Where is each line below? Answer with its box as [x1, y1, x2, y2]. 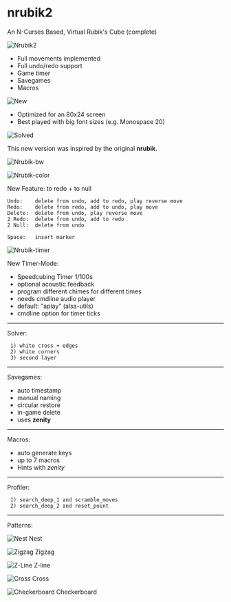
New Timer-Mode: [7, 259, 59, 267]
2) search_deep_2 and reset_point [10, 502, 109, 509]
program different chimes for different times [16, 287, 142, 295]
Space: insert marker [7, 233, 76, 240]
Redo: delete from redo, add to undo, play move [7, 203, 158, 211]
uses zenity [16, 415, 52, 424]
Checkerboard [56, 588, 98, 596]
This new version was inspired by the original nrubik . [7, 144, 158, 152]
